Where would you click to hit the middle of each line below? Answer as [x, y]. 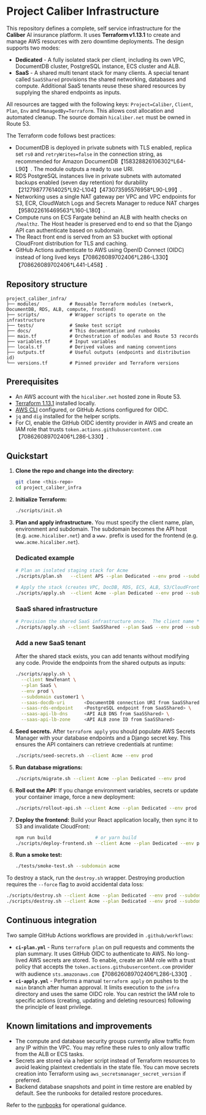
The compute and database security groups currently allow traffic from [105, 1041]
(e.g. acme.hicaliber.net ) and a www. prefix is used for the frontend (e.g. [106, 535]
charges [189, 203]
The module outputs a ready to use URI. [84, 169]
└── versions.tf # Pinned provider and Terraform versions [93, 363]
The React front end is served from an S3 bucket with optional [94, 237]
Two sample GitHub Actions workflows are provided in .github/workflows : [100, 935]
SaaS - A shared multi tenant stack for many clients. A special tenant [102, 72]
